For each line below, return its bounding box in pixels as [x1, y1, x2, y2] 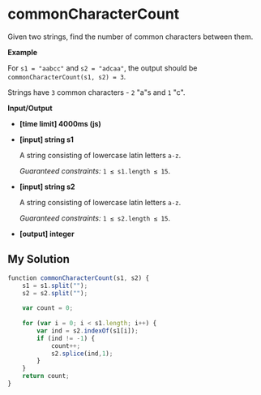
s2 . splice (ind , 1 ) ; [50, 350, 113, 358]
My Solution [7, 252, 71, 266]
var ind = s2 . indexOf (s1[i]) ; [36, 326, 139, 335]
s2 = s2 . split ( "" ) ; [22, 289, 88, 297]
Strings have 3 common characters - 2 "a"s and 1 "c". [7, 87, 186, 97]
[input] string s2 [19, 182, 75, 191]
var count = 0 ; [22, 304, 74, 312]
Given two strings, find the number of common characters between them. [7, 32, 254, 41]
